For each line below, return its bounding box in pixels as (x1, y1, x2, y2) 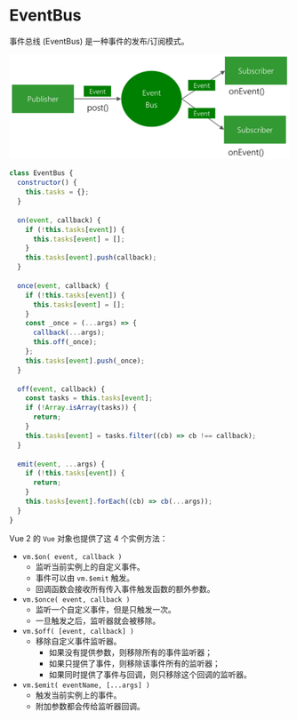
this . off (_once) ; (32, 338, 98, 347)
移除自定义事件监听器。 (35, 636, 122, 646)
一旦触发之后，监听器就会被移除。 (35, 615, 161, 626)
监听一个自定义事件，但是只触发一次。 (35, 604, 176, 614)
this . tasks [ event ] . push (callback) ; (25, 253, 157, 262)
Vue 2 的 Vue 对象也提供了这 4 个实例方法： (9, 532, 168, 543)
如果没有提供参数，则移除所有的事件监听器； (48, 646, 213, 658)
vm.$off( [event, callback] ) (21, 627, 135, 636)
